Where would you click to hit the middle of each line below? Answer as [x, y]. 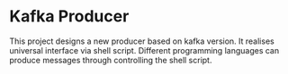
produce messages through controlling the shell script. [111, 60]
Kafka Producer [69, 16]
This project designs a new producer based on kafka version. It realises [142, 41]
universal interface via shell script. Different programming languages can [144, 50]
